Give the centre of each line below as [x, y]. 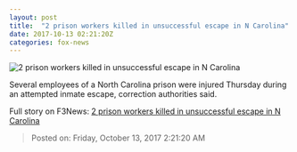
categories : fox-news [49, 42]
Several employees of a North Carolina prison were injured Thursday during [148, 84]
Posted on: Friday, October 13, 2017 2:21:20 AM [118, 138]
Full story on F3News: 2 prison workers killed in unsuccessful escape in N [145, 111]
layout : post [33, 17]
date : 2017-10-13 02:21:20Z [62, 34]
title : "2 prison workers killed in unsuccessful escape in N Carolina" [149, 26]
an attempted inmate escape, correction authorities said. [113, 94]
